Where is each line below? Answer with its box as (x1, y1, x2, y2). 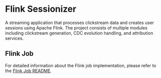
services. (5, 35, 24, 41)
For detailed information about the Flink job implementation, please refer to (5, 62, 157, 68)
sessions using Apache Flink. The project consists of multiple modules (5, 25, 148, 30)
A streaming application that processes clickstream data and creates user (5, 20, 154, 26)
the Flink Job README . (5, 68, 52, 74)
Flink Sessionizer (5, 3, 77, 15)
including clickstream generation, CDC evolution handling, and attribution (5, 30, 153, 36)
